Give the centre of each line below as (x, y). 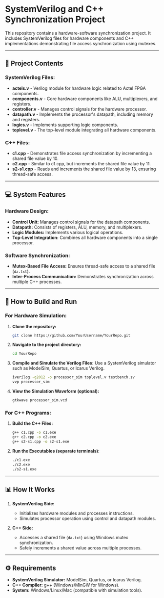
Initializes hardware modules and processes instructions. (77, 513)
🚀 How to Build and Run (41, 302)
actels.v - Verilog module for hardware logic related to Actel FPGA (79, 88)
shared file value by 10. (35, 158)
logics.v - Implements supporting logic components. (65, 125)
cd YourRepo (24, 354)
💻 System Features (35, 195)
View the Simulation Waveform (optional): (55, 391)
